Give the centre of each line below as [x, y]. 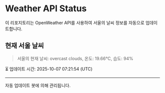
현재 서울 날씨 [25, 46]
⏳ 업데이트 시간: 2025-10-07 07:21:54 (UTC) [49, 69]
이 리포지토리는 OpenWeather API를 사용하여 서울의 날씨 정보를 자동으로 [75, 23]
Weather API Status [46, 9]
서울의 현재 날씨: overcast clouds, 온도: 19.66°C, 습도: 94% [75, 58]
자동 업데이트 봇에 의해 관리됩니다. [38, 85]
